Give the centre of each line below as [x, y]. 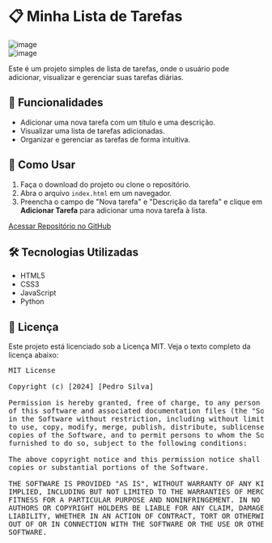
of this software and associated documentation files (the [128, 411]
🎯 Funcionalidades [56, 103]
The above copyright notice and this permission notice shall [134, 460]
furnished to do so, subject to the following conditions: [128, 443]
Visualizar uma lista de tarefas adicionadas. [93, 130]
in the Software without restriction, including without [124, 419]
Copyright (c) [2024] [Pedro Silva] [81, 387]
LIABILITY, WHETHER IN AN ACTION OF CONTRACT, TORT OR [119, 516]
